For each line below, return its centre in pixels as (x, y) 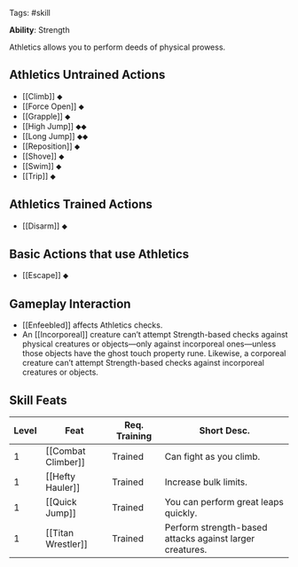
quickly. (181, 513)
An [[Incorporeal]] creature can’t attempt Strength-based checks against (155, 335)
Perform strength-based (216, 528)
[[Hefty (61, 477)
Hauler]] (63, 488)
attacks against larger (210, 539)
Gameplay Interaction (70, 303)
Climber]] (66, 462)
